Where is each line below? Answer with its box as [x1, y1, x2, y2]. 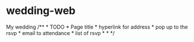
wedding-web [6, 4, 76, 17]
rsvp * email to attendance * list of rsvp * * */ [6, 29, 115, 36]
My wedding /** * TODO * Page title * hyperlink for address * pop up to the [6, 23, 188, 30]
